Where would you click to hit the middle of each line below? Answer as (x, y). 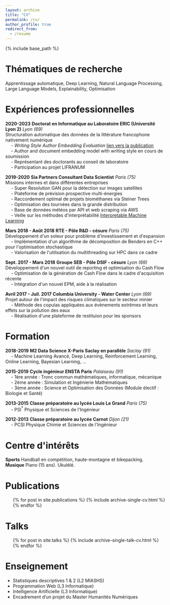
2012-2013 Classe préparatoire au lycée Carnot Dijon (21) (67, 419)
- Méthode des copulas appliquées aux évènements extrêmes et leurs (84, 305)
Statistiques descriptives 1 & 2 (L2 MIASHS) (58, 581)
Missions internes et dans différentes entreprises (57, 182)
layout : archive (22, 10)
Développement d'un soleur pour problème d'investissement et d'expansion (85, 236)
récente (14, 278)
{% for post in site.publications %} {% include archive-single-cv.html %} (89, 500)
